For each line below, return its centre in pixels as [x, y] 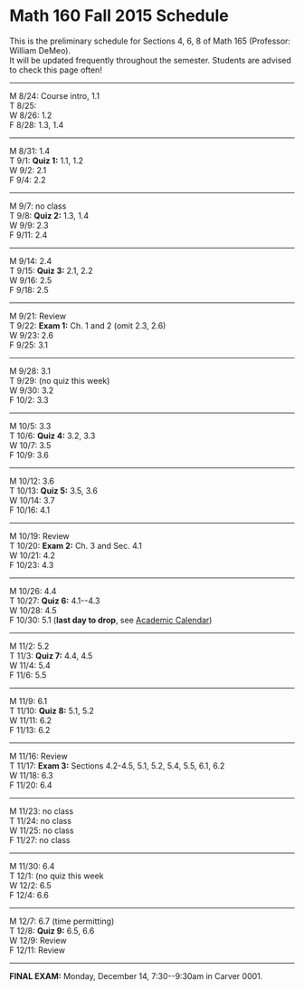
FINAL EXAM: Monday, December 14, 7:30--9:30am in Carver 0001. [136, 975]
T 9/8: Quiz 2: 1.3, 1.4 [49, 215]
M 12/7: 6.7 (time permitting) [62, 921]
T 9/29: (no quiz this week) [60, 380]
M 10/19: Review [39, 535]
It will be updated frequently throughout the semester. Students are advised [151, 60]
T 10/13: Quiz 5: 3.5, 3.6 [53, 490]
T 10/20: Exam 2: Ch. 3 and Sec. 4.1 [76, 545]
